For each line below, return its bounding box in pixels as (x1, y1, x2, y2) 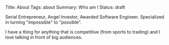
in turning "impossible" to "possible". (5, 19, 82, 25)
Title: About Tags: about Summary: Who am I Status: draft (5, 4, 125, 10)
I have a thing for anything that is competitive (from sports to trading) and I (5, 29, 160, 34)
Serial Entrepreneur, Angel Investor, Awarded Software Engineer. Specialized (5, 14, 164, 19)
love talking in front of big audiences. (5, 34, 83, 40)
